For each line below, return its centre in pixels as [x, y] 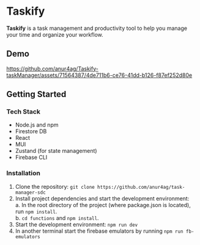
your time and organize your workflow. [55, 34]
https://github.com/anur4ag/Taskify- [53, 68]
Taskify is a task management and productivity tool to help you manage [97, 28]
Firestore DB [31, 131]
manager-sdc [30, 192]
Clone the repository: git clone [55, 186]
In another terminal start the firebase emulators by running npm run [99, 231]
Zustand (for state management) [56, 151]
